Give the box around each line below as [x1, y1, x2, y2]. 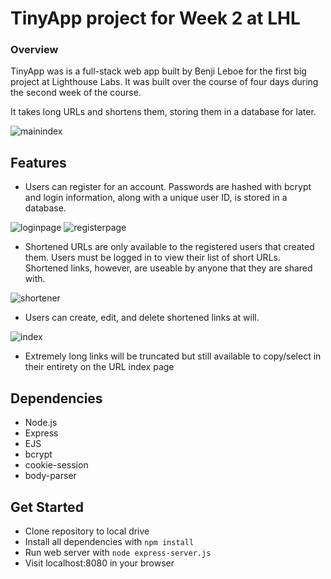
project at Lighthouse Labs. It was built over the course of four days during [10, 76, 319, 88]
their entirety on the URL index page [24, 361, 175, 373]
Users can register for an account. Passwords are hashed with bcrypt [24, 181, 312, 193]
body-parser [24, 470, 77, 482]
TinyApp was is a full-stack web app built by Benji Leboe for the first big [10, 65, 307, 77]
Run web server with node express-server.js [24, 546, 212, 558]
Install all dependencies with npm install [24, 535, 195, 547]
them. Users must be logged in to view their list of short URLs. [24, 252, 281, 264]
